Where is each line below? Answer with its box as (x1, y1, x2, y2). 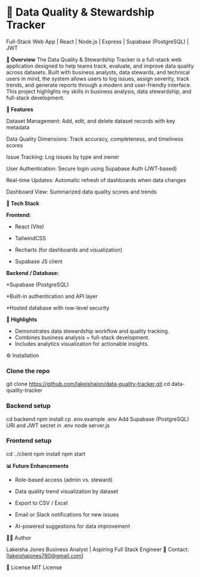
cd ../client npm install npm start (6, 450, 85, 457)
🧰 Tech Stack (6, 200, 40, 207)
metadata (6, 123, 30, 131)
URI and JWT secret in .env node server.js (6, 422, 110, 429)
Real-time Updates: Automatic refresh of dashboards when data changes (6, 176, 186, 183)
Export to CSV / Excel (14, 499, 68, 506)
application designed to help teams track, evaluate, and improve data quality (6, 62, 194, 70)
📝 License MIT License (6, 563, 63, 571)
